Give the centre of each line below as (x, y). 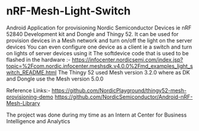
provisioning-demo (30, 97)
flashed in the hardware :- (39, 59)
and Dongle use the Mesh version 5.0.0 (55, 79)
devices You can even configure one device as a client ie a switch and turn (99, 47)
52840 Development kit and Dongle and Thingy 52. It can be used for (93, 34)
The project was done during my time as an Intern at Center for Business (96, 115)
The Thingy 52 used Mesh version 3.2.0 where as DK (124, 72)
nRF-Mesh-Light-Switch (68, 11)
